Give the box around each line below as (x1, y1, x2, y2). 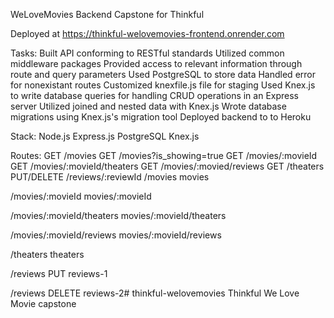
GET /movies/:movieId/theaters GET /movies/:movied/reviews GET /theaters (10, 160, 325, 172)
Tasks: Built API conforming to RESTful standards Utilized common (10, 47, 285, 59)
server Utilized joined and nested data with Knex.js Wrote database (10, 100, 287, 112)
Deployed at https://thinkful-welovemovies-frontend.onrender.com (10, 28, 285, 39)
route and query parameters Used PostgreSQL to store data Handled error (10, 69, 316, 80)
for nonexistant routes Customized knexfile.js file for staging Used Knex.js (10, 79, 316, 91)
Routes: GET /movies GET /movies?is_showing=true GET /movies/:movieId (10, 150, 318, 161)
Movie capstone (10, 298, 77, 309)
